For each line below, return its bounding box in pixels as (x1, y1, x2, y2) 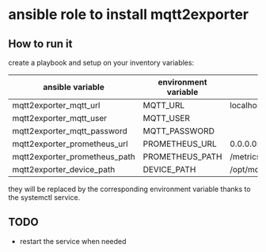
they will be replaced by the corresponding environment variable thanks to (8, 184, 251, 194)
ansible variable (43, 81, 104, 92)
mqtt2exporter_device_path (12, 164, 116, 175)
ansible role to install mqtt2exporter (8, 6, 249, 24)
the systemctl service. (8, 193, 81, 202)
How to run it (8, 37, 73, 51)
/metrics (229, 152, 261, 162)
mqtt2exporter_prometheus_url (12, 138, 128, 149)
